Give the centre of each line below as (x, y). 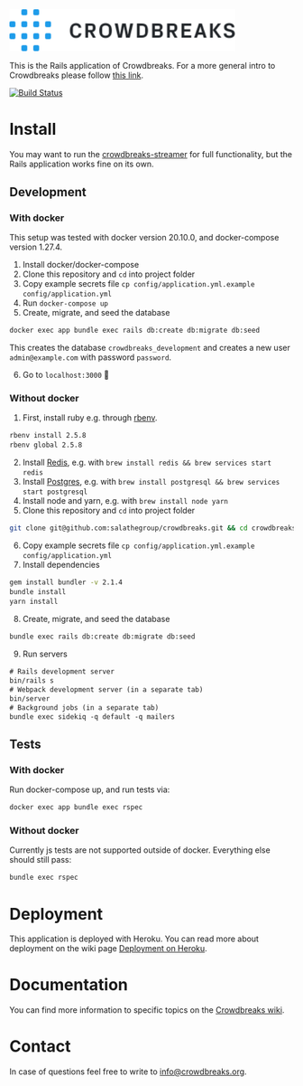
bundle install (38, 591)
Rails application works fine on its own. (82, 164)
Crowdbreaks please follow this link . (77, 75)
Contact (40, 1047)
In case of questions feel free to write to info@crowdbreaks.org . (128, 1072)
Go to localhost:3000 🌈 (66, 375)
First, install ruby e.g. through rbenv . (90, 418)
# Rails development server (62, 671)
